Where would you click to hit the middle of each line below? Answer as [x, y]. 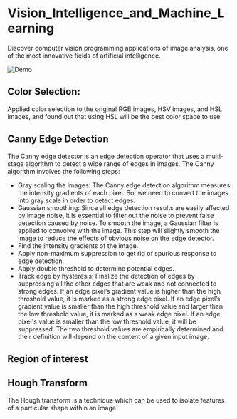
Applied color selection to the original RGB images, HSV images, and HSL [115, 109]
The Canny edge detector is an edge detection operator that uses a [106, 156]
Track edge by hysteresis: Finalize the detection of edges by [106, 276]
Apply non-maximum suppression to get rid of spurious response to [117, 253]
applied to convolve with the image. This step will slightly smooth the [118, 230]
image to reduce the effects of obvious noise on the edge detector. [116, 238]
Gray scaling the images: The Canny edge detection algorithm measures [124, 185]
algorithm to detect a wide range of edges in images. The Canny [120, 164]
